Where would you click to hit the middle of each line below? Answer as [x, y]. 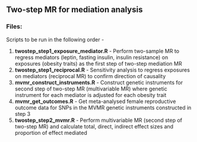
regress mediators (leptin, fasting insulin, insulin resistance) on [91, 57]
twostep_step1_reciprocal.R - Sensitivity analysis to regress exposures [102, 70]
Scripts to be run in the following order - [55, 39]
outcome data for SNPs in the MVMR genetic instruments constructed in [103, 107]
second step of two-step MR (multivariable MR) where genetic [91, 89]
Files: [14, 27]
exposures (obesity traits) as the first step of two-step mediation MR [98, 63]
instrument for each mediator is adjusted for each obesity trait [90, 95]
